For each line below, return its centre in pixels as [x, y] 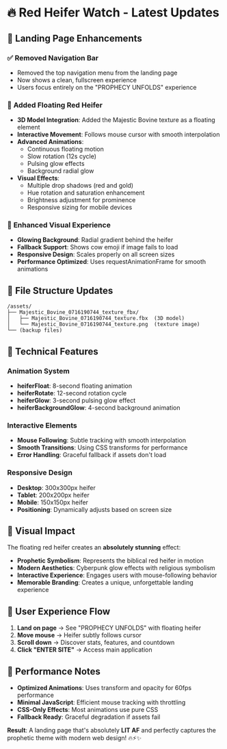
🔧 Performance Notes [54, 671]
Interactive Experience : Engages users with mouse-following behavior [117, 575]
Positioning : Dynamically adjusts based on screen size [94, 509]
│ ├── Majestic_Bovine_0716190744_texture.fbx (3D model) [96, 319]
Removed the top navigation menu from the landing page [97, 73]
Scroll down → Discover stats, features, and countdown [96, 643]
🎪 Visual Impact [41, 531]
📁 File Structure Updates [60, 290]
